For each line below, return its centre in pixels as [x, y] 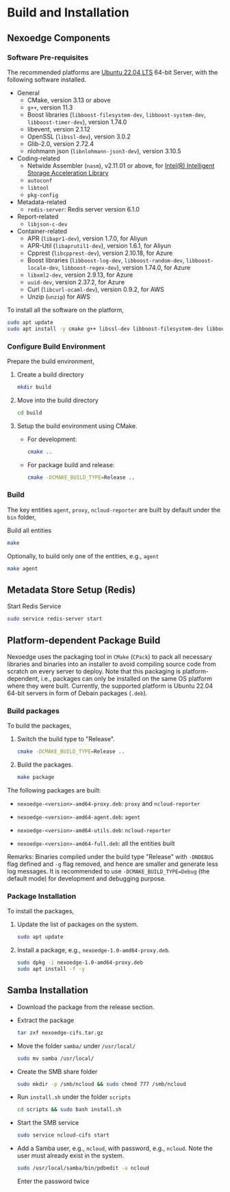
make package [36, 778]
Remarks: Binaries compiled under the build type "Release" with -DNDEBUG [111, 857]
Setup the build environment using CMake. [77, 425]
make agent [23, 569]
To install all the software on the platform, [66, 310]
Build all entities [29, 530]
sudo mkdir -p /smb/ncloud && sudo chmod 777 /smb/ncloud [101, 1084]
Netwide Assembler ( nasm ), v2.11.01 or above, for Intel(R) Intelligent [121, 165]
